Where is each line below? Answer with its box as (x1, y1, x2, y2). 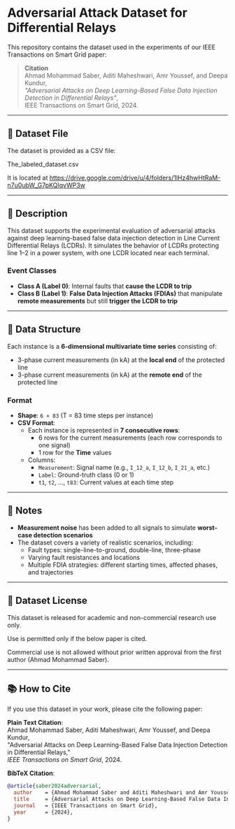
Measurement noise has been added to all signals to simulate (17, 523, 196, 532)
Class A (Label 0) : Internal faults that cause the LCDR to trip (17, 282, 192, 290)
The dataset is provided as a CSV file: (7, 146, 116, 154)
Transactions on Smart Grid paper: (7, 50, 107, 59)
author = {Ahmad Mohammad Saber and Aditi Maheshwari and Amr (13, 789, 208, 796)
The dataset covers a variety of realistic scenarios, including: (17, 538, 194, 547)
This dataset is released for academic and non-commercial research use (7, 613, 217, 621)
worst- (197, 523, 218, 532)
